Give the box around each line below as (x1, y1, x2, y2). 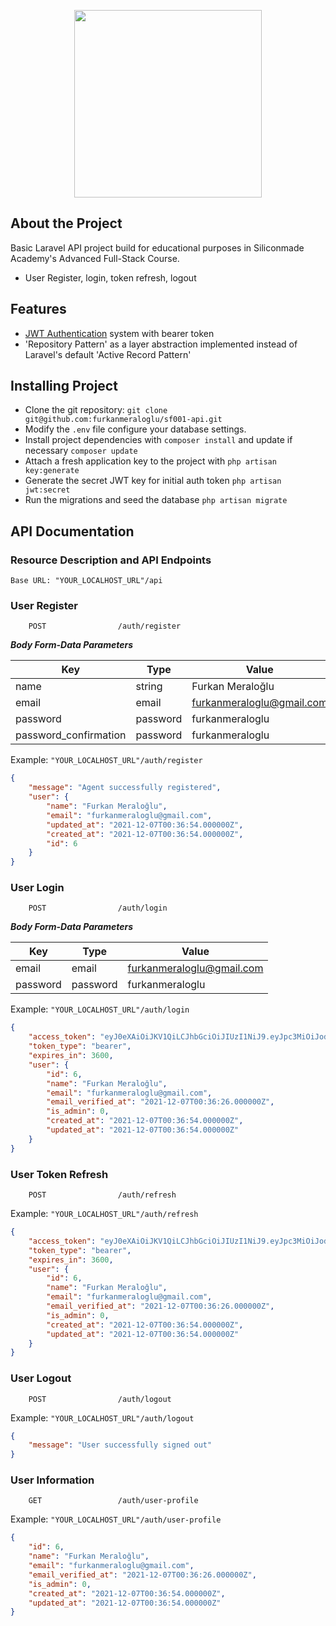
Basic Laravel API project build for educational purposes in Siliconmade (10, 241, 305, 254)
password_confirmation (15, 728, 127, 742)
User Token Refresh (10, 1167, 109, 1181)
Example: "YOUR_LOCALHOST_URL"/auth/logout (10, 1411, 195, 1424)
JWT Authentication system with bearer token (24, 327, 215, 339)
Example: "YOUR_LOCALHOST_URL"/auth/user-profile (10, 1513, 222, 1525)
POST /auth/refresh (28, 1190, 177, 1200)
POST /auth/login (28, 903, 168, 914)
